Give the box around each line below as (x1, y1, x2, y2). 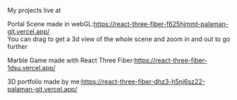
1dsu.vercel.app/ (7, 64, 56, 72)
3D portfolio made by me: (7, 77, 82, 86)
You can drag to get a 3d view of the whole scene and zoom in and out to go (7, 35, 231, 43)
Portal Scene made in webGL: (7, 20, 94, 28)
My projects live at (7, 6, 62, 14)
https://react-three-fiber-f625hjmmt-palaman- (93, 20, 229, 28)
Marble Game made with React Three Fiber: (7, 56, 134, 65)
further (7, 43, 28, 50)
